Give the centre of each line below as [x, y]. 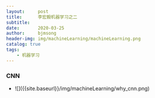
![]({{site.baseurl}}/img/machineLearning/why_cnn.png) [82, 88]
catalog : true [24, 45]
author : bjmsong [32, 33]
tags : [13, 50]
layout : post [27, 11]
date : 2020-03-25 [35, 28]
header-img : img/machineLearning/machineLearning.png [74, 39]
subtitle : [18, 22]
